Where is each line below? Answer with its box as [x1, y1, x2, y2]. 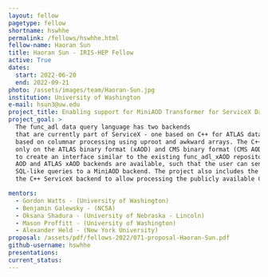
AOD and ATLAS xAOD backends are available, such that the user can [15, 160, 248, 168]
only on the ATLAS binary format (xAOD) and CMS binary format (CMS [15, 145, 248, 153]
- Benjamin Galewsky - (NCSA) [15, 204, 116, 212]
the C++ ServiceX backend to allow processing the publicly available [15, 175, 255, 184]
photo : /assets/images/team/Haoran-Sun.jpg [8, 85, 156, 94]
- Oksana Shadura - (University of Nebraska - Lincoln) [15, 212, 205, 220]
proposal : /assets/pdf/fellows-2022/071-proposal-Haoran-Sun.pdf [8, 234, 230, 242]
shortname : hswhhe [8, 26, 69, 34]
